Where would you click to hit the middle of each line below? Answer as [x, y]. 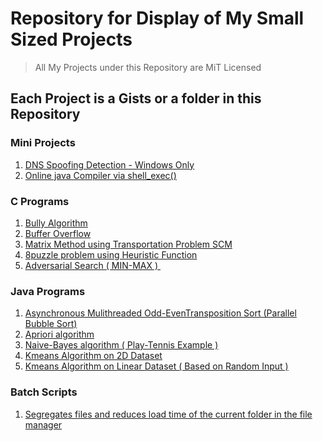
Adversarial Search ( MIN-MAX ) [91, 265]
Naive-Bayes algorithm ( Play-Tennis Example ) [121, 345]
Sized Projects [71, 39]
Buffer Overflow [58, 233]
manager [43, 424]
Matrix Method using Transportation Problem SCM [128, 244]
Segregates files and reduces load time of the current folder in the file [168, 414]
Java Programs [48, 291]
